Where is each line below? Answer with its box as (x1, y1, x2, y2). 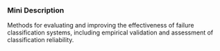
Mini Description (7, 6, 65, 15)
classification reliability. (7, 36, 74, 44)
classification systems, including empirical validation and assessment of (7, 28, 214, 37)
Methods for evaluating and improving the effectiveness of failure (7, 21, 194, 30)
